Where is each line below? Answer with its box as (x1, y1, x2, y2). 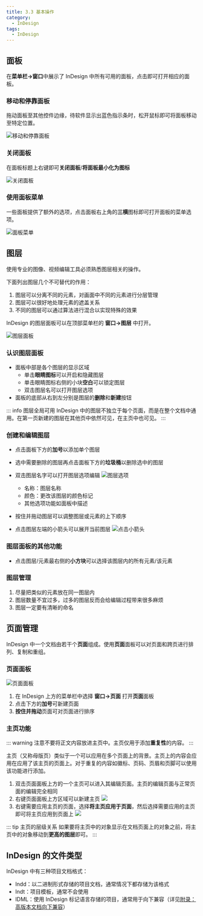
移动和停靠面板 (6, 96, 50, 105)
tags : (6, 25, 20, 32)
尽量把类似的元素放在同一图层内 (14, 589, 95, 596)
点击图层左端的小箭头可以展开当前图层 (14, 526, 111, 533)
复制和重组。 (16, 648, 49, 655)
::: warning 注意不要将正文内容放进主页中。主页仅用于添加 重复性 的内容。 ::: (6, 739, 194, 746)
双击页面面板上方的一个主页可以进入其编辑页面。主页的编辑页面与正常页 (14, 780, 195, 787)
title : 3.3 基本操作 (6, 8, 54, 15)
